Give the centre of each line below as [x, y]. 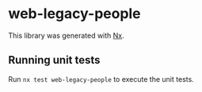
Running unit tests [54, 60]
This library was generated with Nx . [66, 35]
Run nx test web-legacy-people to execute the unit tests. [101, 79]
